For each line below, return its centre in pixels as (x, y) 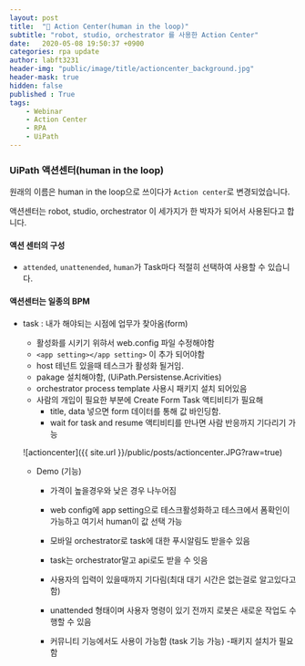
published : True (42, 94)
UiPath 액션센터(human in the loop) (86, 170)
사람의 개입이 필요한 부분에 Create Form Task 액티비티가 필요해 (150, 400)
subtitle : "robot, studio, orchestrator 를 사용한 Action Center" (134, 35)
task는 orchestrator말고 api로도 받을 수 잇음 (129, 560)
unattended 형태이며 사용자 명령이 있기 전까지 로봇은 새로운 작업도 (168, 610)
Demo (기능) (59, 471)
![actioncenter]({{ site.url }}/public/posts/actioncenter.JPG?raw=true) (152, 452)
